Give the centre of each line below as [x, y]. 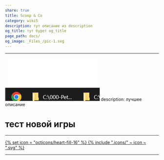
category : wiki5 [21, 21]
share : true [17, 10]
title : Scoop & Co [24, 15]
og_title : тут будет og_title [36, 31]
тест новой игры [40, 124]
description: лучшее [121, 99]
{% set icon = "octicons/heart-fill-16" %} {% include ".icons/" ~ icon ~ [76, 142]
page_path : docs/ [23, 36]
